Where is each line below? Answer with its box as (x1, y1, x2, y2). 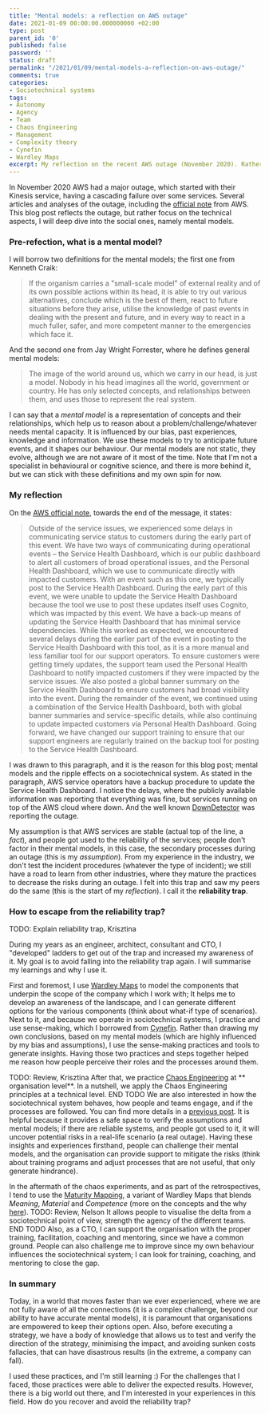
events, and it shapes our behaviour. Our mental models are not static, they (9, 444, 256, 454)
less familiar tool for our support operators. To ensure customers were (28, 651, 260, 660)
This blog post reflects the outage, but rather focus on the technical (9, 208, 232, 218)
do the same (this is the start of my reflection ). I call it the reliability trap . (9, 886, 248, 895)
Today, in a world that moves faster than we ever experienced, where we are (9, 1296, 261, 1306)
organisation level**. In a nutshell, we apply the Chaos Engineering (9, 1081, 227, 1091)
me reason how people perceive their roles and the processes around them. (9, 1057, 259, 1067)
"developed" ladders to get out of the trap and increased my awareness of (9, 948, 254, 958)
